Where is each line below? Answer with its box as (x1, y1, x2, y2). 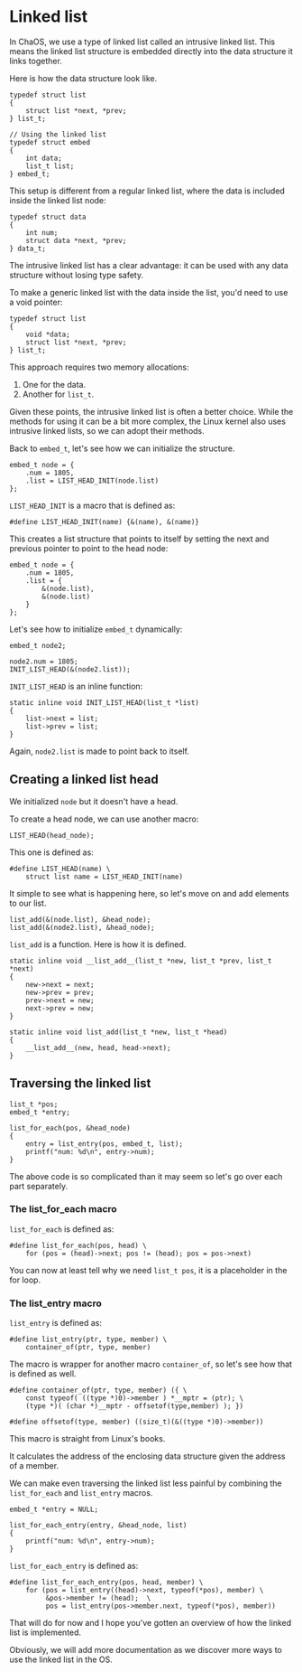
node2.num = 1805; (9, 657, 78, 666)
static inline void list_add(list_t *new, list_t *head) (9, 1028, 228, 1037)
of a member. (9, 1461, 59, 1471)
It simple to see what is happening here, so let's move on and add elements (9, 888, 290, 898)
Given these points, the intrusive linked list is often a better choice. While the (9, 406, 294, 417)
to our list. (9, 897, 47, 908)
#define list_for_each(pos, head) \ (9, 1241, 147, 1250)
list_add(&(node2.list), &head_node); (9, 923, 155, 932)
